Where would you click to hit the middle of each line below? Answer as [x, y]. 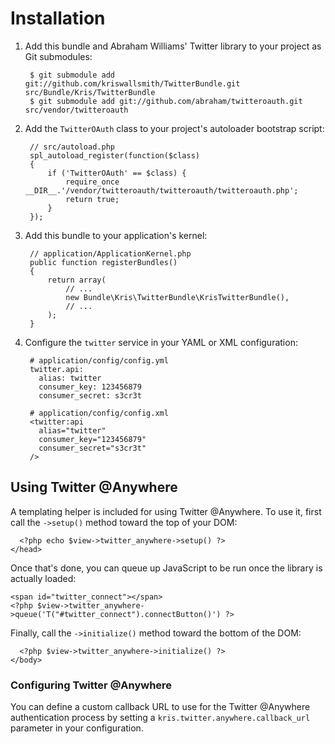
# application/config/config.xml [99, 413]
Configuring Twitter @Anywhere [91, 685]
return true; [92, 199]
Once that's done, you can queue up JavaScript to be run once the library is [166, 568]
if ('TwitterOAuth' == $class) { [117, 173]
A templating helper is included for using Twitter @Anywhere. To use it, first [166, 511]
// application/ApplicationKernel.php [110, 253]
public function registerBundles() [103, 262]
